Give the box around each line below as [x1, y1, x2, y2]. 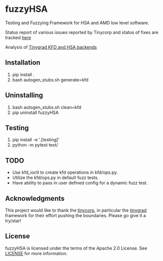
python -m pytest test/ [12, 142, 58, 148]
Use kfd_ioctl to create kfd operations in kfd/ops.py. [12, 169, 118, 176]
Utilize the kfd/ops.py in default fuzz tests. [12, 175, 99, 181]
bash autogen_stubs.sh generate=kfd [12, 76, 89, 82]
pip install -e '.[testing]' [12, 137, 60, 143]
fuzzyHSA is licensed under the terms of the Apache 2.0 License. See [5, 245, 147, 251]
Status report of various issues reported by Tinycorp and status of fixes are [5, 29, 159, 35]
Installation [5, 58, 41, 67]
